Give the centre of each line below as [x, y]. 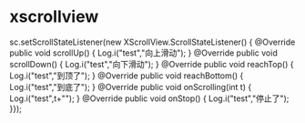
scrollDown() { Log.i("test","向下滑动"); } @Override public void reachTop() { [152, 64]
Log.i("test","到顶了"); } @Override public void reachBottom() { [127, 76]
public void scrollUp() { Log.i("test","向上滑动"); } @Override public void [143, 53]
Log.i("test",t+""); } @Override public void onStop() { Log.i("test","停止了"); [149, 98]
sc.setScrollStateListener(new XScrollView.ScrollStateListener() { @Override [152, 42]
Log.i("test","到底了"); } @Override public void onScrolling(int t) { [131, 87]
